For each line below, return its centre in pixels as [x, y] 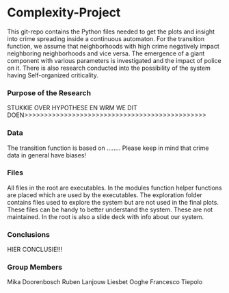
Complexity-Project [64, 13]
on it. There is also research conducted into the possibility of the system [109, 68]
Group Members [35, 267]
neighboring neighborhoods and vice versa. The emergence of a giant [106, 53]
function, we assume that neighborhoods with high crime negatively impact [113, 46]
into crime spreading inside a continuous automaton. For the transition [106, 38]
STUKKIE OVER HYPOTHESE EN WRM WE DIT [72, 108]
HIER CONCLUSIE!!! [35, 250]
